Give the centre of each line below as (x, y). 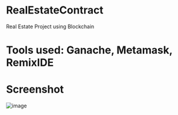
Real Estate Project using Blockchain (50, 26)
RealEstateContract (55, 10)
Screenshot (35, 89)
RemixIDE (30, 63)
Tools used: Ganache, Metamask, (89, 50)
